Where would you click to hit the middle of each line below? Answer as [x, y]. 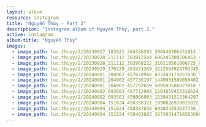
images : [16, 46]
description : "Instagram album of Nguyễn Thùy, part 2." [81, 29]
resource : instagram [33, 18]
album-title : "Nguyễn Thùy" [42, 40]
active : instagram [30, 35]
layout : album [25, 12]
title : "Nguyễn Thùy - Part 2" [46, 23]
